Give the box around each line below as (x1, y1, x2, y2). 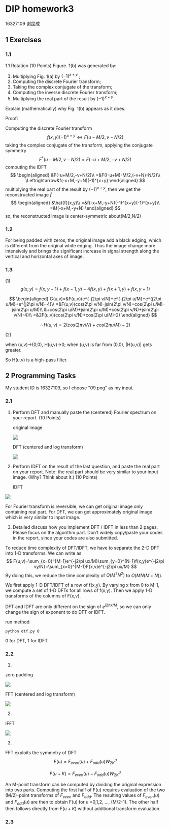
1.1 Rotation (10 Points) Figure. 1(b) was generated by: (5, 62, 117, 69)
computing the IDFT (5, 164, 47, 170)
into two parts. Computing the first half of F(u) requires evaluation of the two (5, 787, 165, 793)
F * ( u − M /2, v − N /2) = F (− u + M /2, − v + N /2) (39, 155, 132, 162)
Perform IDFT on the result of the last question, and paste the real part (12, 463, 160, 469)
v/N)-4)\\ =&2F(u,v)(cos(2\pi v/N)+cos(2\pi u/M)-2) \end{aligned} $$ (13, 311, 157, 318)
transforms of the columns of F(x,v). (5, 593, 81, 599)
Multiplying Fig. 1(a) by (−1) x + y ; (12, 72, 81, 79)
